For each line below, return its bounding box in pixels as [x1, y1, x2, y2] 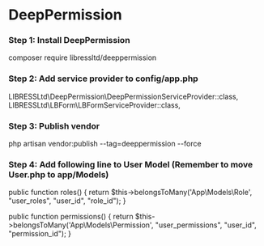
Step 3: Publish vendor [8, 120, 100, 131]
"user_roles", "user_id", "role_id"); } [8, 196, 127, 206]
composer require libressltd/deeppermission [8, 53, 157, 62]
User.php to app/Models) [8, 169, 109, 180]
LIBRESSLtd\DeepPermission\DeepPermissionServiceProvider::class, [8, 91, 239, 101]
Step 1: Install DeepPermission [8, 35, 131, 46]
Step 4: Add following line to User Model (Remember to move [8, 159, 253, 170]
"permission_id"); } [8, 229, 71, 239]
